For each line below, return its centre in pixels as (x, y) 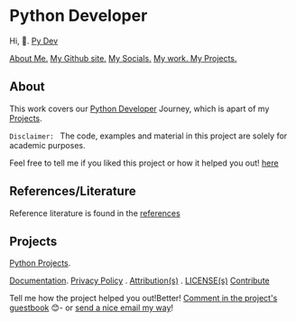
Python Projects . (40, 263)
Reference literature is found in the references (95, 213)
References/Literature (73, 191)
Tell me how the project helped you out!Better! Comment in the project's (143, 298)
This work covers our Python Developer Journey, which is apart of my (139, 109)
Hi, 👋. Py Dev (34, 41)
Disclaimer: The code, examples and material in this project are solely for (148, 136)
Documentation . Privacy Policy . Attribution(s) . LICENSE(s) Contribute (140, 280)
